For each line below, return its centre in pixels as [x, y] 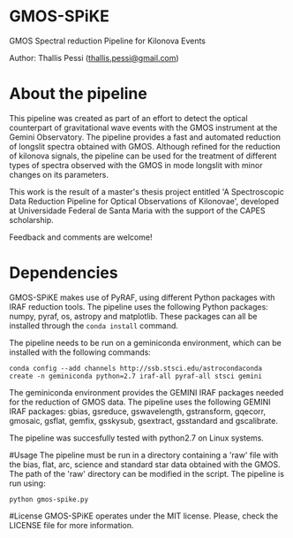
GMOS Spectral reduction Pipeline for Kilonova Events [107, 41]
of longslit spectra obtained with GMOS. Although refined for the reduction [145, 146]
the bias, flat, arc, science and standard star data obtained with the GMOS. [145, 464]
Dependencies [64, 273]
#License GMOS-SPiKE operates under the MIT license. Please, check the [144, 516]
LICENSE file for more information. [71, 525]
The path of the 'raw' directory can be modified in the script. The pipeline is [147, 473]
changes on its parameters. [59, 174]
